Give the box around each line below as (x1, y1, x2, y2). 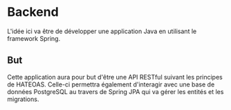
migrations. (7, 95, 39, 103)
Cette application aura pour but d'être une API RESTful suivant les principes (7, 73, 223, 81)
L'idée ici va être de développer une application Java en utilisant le (7, 27, 197, 35)
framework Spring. (7, 34, 61, 42)
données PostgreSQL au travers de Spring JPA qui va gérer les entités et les (7, 87, 224, 95)
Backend (7, 4, 59, 20)
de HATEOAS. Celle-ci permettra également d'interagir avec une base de (7, 80, 215, 89)
